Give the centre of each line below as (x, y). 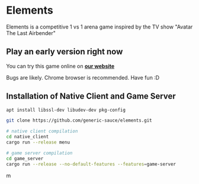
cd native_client (28, 137)
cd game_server (25, 158)
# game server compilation (39, 153)
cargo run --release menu (38, 142)
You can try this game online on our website (60, 66)
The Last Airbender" (31, 33)
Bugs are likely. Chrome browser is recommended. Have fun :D (83, 77)
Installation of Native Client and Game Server (91, 96)
